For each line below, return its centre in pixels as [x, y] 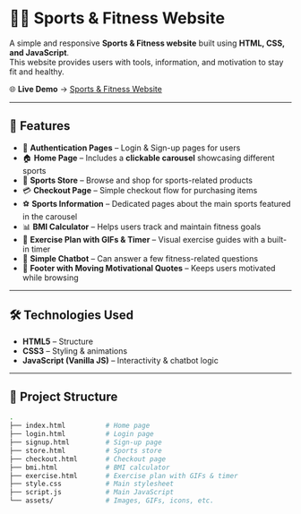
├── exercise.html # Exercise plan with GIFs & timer [124, 475]
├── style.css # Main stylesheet [92, 484]
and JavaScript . [39, 52]
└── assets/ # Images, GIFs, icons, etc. [112, 501]
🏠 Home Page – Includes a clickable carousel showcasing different [148, 158]
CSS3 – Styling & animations [75, 351]
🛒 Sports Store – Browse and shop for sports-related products [138, 180]
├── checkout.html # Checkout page [88, 459]
